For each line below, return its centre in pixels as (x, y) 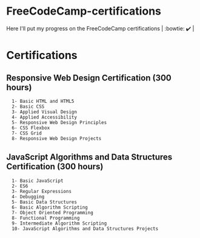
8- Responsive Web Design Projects (57, 138)
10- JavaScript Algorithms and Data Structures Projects (85, 229)
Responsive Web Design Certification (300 (89, 78)
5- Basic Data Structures (45, 202)
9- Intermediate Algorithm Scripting (59, 223)
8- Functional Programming (46, 218)
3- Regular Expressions (42, 191)
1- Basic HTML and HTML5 (43, 101)
